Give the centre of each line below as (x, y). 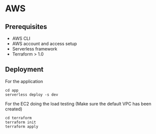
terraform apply (22, 126)
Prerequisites (26, 27)
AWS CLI (21, 38)
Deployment (24, 69)
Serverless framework (35, 49)
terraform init (21, 122)
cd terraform (18, 118)
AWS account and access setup (45, 44)
